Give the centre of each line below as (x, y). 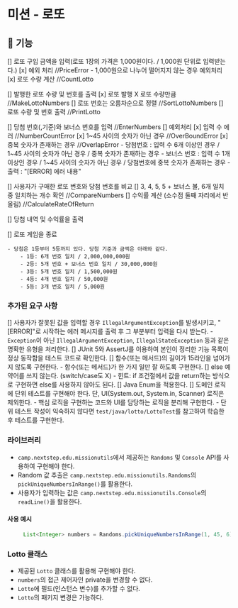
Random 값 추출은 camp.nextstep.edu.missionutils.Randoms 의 (107, 475)
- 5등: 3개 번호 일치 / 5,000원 (62, 287)
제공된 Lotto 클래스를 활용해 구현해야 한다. (76, 570)
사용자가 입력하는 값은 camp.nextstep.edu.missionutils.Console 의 (112, 492)
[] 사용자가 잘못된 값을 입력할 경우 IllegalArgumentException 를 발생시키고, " (114, 323)
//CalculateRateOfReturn (58, 204)
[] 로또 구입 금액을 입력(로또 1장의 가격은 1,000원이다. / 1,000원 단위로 (104, 61)
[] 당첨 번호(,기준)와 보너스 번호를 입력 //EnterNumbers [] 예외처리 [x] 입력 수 (115, 127)
